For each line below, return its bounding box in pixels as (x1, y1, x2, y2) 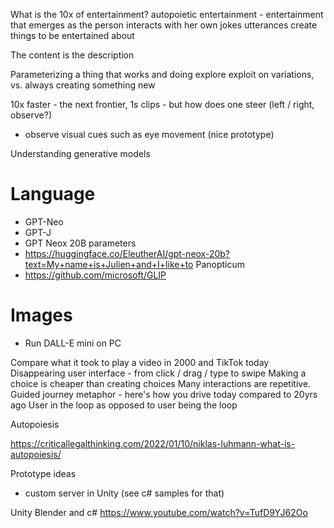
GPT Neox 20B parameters (24, 237, 137, 249)
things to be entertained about (10, 30, 135, 41)
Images (10, 304, 73, 327)
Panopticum (195, 258, 246, 270)
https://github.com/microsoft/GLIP (24, 269, 167, 281)
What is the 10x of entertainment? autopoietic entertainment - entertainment (10, 9, 324, 20)
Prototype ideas (10, 467, 77, 479)
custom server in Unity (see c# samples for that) (24, 487, 225, 499)
